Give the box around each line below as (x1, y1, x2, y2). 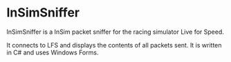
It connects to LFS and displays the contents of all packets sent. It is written (6, 41, 222, 49)
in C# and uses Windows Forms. (6, 48, 99, 56)
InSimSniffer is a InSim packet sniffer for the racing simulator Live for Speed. (6, 28, 224, 36)
